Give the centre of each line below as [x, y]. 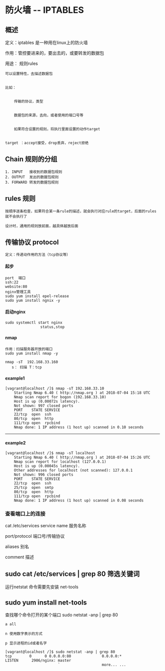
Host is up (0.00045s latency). [47, 466]
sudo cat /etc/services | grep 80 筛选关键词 [72, 574]
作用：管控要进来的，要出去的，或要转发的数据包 [55, 53]
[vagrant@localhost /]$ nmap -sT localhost [50, 453]
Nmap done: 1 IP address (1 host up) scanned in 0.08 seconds [79, 501]
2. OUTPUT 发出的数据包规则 [32, 177]
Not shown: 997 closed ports [44, 406]
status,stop [52, 327]
